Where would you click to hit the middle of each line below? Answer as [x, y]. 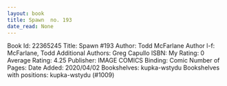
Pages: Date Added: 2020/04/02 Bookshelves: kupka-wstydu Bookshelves [113, 68]
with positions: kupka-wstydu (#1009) [61, 75]
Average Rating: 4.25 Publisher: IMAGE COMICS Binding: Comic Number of [113, 61]
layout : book [26, 13]
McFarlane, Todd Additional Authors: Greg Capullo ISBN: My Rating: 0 [106, 53]
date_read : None [30, 26]
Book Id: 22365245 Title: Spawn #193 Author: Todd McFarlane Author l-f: [111, 46]
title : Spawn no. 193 [40, 20]
